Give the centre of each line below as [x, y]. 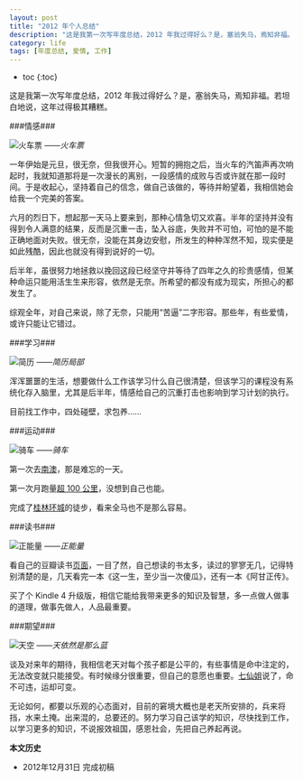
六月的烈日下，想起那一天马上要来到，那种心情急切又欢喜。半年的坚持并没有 [151, 218]
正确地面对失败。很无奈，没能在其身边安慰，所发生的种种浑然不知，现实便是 [151, 240]
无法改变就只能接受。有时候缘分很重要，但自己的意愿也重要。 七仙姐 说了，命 [151, 676]
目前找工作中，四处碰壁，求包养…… [76, 412]
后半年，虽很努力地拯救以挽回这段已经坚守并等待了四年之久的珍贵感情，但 [147, 271]
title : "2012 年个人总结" [55, 26]
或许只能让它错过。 [45, 324]
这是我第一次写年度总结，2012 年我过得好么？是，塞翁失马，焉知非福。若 [146, 96]
